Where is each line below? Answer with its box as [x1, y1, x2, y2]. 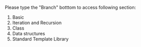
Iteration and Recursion [12, 20, 62, 26]
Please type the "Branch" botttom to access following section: [5, 5, 136, 10]
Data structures [12, 31, 46, 36]
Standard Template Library [12, 36, 69, 42]
